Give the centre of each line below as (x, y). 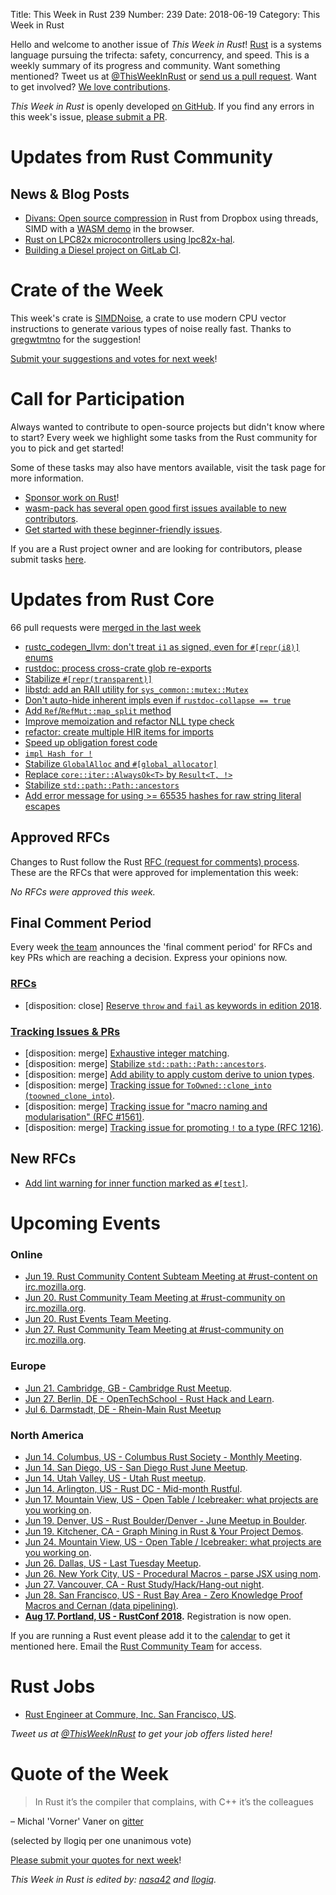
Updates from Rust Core (112, 600)
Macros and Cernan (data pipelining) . (101, 1605)
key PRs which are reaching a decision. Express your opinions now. (149, 958)
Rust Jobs (53, 1686)
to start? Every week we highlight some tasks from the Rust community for (164, 437)
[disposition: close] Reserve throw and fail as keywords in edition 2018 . (173, 1005)
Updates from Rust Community (141, 157)
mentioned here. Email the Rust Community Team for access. (136, 1646)
